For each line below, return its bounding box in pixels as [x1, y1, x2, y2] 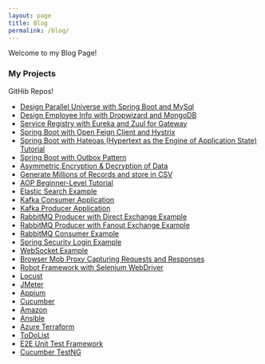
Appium [19, 288, 46, 297]
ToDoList [19, 330, 49, 339]
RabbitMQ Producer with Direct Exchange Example [19, 212, 188, 221]
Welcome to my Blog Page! [8, 49, 97, 58]
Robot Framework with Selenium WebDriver [19, 262, 164, 272]
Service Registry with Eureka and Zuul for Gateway [19, 119, 188, 128]
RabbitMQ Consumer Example [19, 229, 120, 238]
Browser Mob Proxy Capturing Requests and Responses [19, 254, 205, 264]
